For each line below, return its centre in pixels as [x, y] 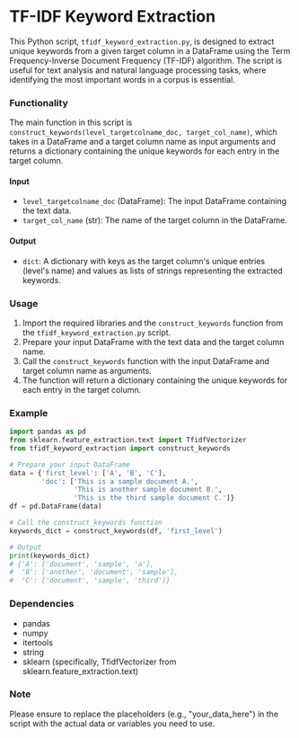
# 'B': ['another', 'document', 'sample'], [94, 573]
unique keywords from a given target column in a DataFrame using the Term [150, 50]
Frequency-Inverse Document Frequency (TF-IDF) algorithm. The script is [146, 60]
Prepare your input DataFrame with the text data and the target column [153, 342]
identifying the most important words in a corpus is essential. [122, 79]
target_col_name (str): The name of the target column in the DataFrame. [154, 220]
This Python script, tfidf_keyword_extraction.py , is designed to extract [142, 41]
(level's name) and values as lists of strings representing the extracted [152, 271]
